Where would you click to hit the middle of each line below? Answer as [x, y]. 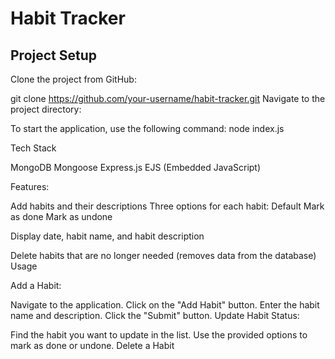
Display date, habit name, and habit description [107, 236]
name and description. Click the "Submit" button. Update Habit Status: [155, 315]
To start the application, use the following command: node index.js [147, 128]
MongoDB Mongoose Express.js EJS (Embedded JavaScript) [136, 167]
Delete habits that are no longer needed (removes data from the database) [163, 255]
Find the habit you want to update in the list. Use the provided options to [159, 335]
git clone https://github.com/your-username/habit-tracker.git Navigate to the [168, 98]
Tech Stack [33, 148]
